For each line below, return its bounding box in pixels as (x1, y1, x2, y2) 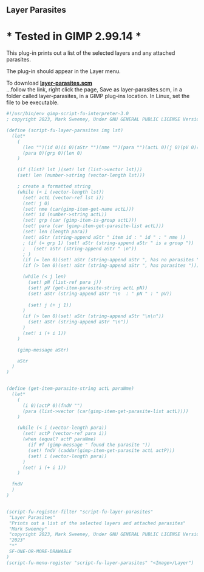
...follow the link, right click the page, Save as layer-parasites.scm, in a (6, 86, 183, 93)
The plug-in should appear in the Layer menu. (6, 68, 121, 75)
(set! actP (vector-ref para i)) (22, 431, 107, 437)
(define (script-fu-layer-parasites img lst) (6, 127, 123, 133)
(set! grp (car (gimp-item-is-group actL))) (22, 217, 137, 224)
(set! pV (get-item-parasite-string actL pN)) (28, 284, 148, 291)
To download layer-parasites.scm (6, 79, 93, 87)
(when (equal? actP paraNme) (22, 436, 97, 442)
